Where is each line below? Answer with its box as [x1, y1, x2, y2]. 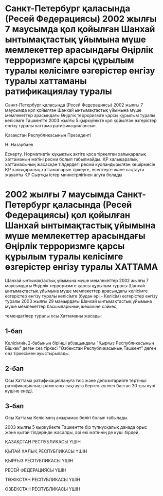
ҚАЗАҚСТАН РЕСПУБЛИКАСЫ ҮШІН [5, 439, 81, 445]
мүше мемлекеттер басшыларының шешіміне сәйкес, [5, 303, 118, 309]
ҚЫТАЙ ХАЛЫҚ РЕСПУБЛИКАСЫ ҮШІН [5, 448, 88, 454]
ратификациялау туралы [5, 86, 112, 97]
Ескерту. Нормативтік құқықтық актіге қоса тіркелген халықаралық [5, 151, 146, 157]
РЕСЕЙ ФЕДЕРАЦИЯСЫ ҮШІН [5, 467, 67, 473]
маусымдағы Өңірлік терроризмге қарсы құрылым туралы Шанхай [5, 282, 145, 288]
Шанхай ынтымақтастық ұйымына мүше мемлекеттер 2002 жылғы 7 [5, 278, 149, 283]
